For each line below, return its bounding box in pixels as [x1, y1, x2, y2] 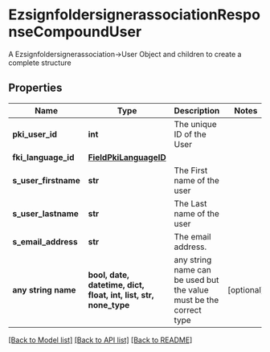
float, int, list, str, [88, 289, 154, 301]
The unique [174, 118, 217, 129]
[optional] [227, 284, 265, 295]
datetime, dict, [88, 279, 145, 290]
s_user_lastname [12, 207, 79, 219]
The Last [174, 198, 207, 209]
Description [174, 104, 220, 116]
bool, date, [88, 269, 130, 280]
